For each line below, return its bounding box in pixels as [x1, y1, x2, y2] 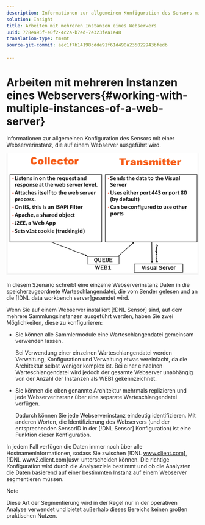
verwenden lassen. [15, 337, 63, 344]
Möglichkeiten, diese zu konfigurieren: [6, 319, 103, 326]
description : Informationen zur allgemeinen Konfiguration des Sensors [6, 10, 192, 16]
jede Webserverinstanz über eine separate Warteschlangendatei [15, 393, 178, 400]
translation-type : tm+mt [6, 35, 70, 42]
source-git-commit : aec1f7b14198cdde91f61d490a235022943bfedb [6, 42, 168, 48]
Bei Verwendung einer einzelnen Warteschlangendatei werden [15, 349, 172, 357]
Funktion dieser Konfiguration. [15, 431, 92, 438]
